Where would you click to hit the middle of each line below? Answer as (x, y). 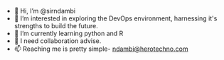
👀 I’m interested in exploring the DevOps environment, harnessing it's (116, 18)
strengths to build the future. (56, 26)
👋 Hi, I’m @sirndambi (45, 11)
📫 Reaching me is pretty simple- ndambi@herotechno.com (101, 49)
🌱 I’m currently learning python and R (69, 33)
